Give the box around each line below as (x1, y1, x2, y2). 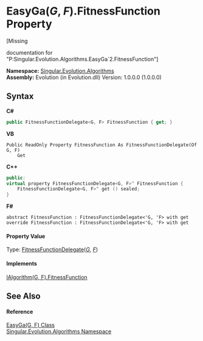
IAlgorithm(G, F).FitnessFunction (6, 273, 88, 280)
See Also (6, 291, 41, 301)
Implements (6, 260, 38, 267)
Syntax (6, 91, 34, 101)
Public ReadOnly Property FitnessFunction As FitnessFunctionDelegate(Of (6, 141, 198, 148)
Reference (6, 308, 33, 315)
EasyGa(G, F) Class (6, 322, 55, 329)
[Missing (6, 37, 29, 44)
